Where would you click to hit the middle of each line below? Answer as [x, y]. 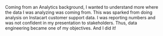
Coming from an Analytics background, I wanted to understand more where [82, 7]
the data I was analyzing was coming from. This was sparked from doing [79, 12]
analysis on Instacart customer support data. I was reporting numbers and [80, 18]
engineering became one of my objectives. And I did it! [61, 28]
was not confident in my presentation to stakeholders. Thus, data [71, 23]
